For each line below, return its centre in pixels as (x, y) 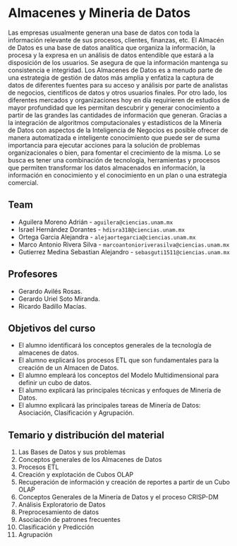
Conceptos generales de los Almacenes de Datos (90, 460)
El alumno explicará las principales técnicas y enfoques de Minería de (120, 391)
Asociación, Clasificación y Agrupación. (76, 413)
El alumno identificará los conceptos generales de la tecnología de (115, 345)
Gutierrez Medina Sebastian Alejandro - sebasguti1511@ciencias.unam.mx (124, 251)
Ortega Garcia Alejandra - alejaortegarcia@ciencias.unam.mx (107, 237)
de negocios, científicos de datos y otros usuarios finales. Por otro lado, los (118, 93)
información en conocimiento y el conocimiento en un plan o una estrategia (118, 175)
